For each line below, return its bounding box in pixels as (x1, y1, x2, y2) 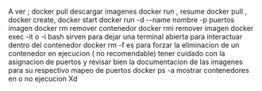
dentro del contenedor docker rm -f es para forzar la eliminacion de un (8, 40, 240, 50)
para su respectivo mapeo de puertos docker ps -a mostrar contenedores (8, 66, 250, 74)
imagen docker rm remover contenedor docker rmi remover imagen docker (8, 24, 254, 32)
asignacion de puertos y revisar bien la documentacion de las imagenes (8, 57, 244, 66)
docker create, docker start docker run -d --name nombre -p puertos (8, 15, 235, 25)
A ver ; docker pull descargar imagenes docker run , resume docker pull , (8, 7, 248, 16)
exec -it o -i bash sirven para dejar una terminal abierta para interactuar (8, 32, 243, 41)
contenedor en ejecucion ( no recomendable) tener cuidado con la (8, 49, 225, 58)
